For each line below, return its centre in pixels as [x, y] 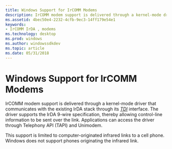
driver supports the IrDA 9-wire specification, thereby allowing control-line [84, 115]
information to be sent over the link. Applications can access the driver [80, 120]
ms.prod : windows [24, 39]
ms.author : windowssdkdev [33, 44]
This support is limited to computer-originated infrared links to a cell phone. [85, 135]
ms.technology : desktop [31, 34]
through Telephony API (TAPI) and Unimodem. [54, 125]
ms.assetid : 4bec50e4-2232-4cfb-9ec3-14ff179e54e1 [60, 20]
